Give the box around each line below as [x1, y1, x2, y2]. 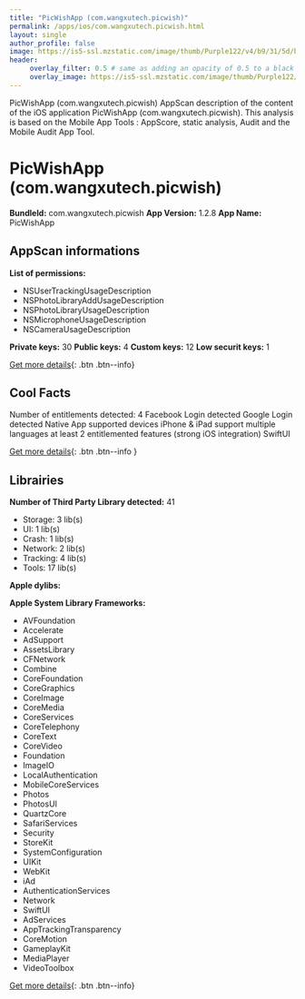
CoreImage [22, 692, 65, 704]
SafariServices [22, 818, 78, 829]
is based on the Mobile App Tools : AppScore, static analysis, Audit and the [9, 116, 290, 127]
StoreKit [22, 837, 54, 848]
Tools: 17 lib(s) [22, 562, 77, 573]
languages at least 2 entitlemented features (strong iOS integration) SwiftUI [9, 429, 290, 440]
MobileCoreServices [22, 779, 100, 790]
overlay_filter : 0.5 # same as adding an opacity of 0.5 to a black [29, 64, 295, 74]
